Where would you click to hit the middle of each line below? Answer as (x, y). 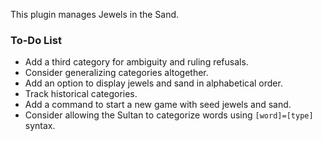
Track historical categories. (81, 94)
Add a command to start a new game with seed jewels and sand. (158, 105)
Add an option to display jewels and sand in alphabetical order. (153, 83)
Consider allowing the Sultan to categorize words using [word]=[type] (169, 115)
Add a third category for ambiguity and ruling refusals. (136, 62)
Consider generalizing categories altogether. (116, 73)
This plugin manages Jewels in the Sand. (95, 14)
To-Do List (36, 40)
